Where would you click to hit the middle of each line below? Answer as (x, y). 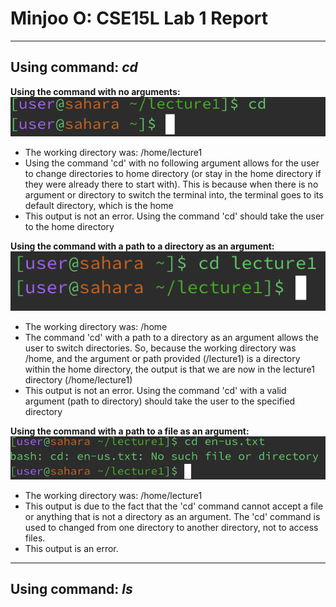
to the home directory (69, 227)
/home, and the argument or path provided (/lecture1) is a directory (162, 358)
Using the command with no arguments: (95, 91)
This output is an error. (71, 548)
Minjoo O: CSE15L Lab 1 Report (139, 18)
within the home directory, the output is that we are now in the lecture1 (169, 369)
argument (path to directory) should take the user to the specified (160, 401)
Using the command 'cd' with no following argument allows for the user (172, 163)
